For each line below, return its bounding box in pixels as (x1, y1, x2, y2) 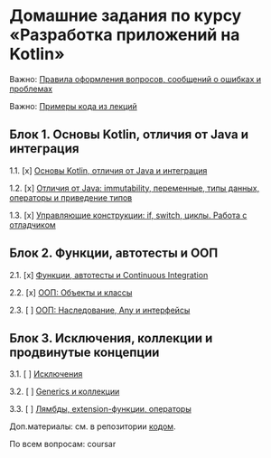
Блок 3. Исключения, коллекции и (9, 331, 213, 346)
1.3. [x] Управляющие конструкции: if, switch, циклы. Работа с (9, 210, 248, 220)
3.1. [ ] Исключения (9, 369, 83, 379)
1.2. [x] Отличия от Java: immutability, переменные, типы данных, (9, 182, 260, 193)
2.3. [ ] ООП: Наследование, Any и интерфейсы (9, 304, 191, 315)
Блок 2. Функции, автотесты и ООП (9, 246, 219, 261)
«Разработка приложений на (9, 24, 240, 45)
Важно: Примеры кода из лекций (9, 100, 137, 111)
